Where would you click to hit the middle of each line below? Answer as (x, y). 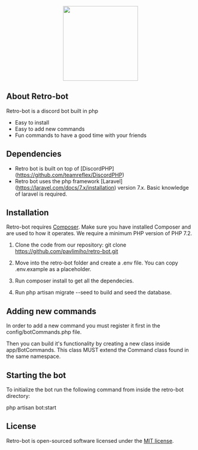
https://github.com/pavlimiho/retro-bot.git (66, 251)
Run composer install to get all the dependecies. (74, 281)
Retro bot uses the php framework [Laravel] (68, 181)
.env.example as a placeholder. (53, 269)
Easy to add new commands (50, 129)
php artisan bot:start (31, 408)
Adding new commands (51, 311)
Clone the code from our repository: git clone (71, 245)
